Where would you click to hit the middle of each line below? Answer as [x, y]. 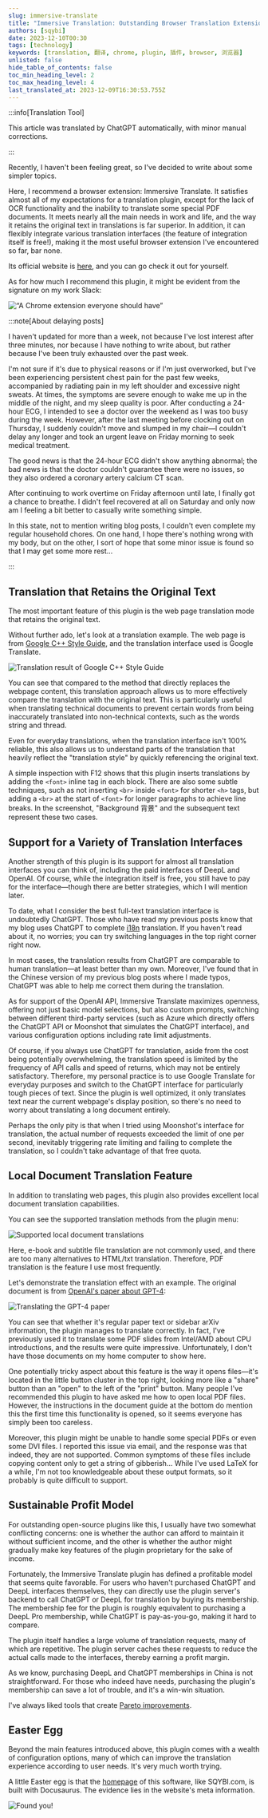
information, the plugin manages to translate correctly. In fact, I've [117, 1330]
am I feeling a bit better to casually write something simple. [105, 510]
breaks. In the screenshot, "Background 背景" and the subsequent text [124, 808]
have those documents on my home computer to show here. [107, 1356]
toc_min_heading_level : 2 [51, 75]
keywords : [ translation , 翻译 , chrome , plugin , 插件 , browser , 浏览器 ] [126, 53]
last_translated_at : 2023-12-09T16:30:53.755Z [87, 90]
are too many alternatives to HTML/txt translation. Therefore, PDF [116, 1258]
